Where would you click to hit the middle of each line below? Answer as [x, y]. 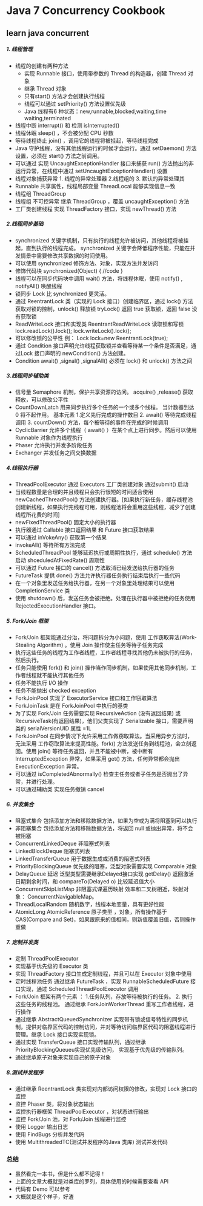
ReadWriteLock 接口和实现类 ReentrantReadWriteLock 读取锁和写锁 [99, 324]
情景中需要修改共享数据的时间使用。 [65, 255]
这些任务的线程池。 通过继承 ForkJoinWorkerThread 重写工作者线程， [102, 1004]
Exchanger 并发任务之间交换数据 [56, 453]
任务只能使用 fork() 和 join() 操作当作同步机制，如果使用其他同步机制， [103, 668]
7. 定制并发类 [22, 942]
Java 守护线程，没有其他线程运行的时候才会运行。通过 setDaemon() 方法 [106, 148]
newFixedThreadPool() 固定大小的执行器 [65, 522]
